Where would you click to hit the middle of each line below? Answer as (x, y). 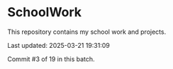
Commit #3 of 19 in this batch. (51, 59)
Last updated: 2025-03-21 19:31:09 (58, 45)
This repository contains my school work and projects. (87, 32)
